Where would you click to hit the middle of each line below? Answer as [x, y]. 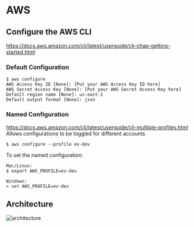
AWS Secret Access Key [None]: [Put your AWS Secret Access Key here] [94, 90]
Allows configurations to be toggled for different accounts [76, 133]
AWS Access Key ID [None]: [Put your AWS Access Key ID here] [83, 85]
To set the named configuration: [45, 155]
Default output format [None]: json [51, 100]
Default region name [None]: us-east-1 [55, 95]
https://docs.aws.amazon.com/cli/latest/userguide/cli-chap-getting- [88, 46]
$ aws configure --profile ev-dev [48, 144]
